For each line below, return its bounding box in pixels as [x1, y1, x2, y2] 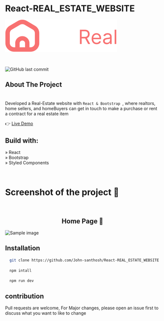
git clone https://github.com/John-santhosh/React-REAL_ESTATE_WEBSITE [9, 258, 160, 263]
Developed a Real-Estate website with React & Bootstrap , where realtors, [5, 100, 156, 106]
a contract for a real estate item [5, 111, 69, 117]
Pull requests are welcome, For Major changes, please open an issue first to [5, 305, 159, 311]
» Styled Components [5, 160, 49, 166]
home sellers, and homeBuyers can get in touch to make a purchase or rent [5, 105, 158, 111]
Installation [5, 244, 40, 252]
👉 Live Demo [5, 121, 33, 126]
